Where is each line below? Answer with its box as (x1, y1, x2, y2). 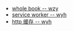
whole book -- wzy (11, 5, 59, 12)
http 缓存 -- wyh (11, 18, 52, 25)
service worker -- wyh (11, 11, 67, 18)
